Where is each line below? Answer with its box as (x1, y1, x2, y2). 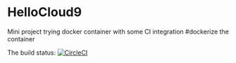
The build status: (7, 48, 56, 57)
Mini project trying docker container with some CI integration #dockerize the (7, 27, 229, 36)
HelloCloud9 (7, 4, 82, 20)
